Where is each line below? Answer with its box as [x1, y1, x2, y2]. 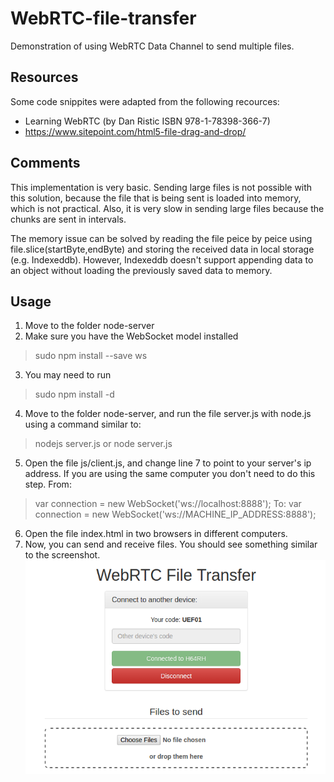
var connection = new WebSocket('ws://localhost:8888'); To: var [34, 498, 302, 510]
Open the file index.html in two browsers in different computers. [24, 528, 288, 540]
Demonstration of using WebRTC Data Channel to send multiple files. [10, 40, 295, 52]
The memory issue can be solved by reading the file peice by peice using [10, 232, 313, 244]
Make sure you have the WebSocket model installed [24, 330, 239, 342]
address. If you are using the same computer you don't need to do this [24, 468, 316, 480]
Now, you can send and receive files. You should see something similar [24, 538, 318, 551]
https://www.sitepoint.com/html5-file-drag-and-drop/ [24, 125, 247, 137]
